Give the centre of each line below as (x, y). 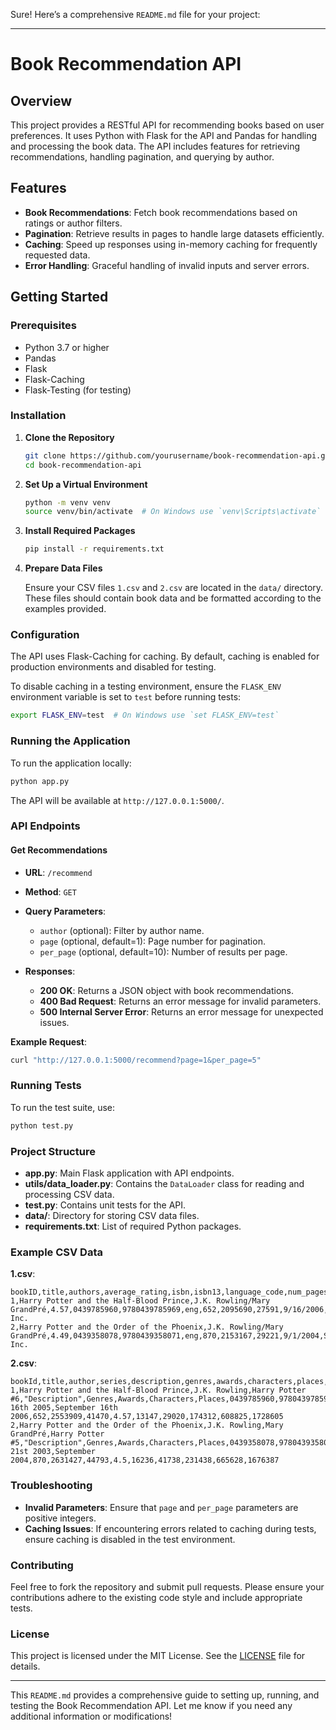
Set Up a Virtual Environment (86, 484)
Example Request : (49, 1041)
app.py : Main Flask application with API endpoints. (129, 1173)
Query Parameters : (65, 911)
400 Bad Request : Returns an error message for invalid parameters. (180, 1001)
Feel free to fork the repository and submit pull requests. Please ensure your (167, 1586)
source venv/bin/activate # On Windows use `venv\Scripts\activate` (173, 512)
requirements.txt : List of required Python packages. (133, 1226)
